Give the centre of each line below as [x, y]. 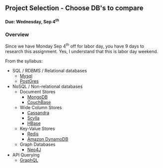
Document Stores [37, 92]
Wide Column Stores [41, 107]
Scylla [33, 118]
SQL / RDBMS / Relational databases [50, 70]
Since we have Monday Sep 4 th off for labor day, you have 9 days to [75, 46]
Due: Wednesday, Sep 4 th [32, 21]
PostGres [29, 81]
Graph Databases [37, 144]
